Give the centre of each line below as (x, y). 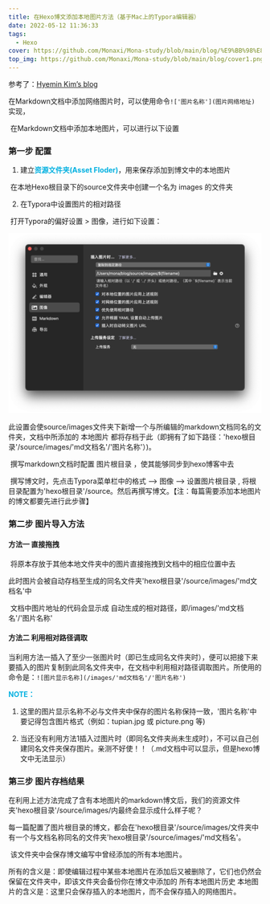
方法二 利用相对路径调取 (48, 637)
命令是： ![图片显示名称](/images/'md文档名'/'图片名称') (97, 677)
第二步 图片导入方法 (47, 523)
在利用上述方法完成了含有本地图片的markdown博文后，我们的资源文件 (125, 800)
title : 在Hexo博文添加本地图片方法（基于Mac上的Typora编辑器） (104, 17)
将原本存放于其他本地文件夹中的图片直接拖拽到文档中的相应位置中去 (123, 564)
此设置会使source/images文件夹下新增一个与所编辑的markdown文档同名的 (131, 426)
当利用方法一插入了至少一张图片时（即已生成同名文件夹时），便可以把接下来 (133, 657)
